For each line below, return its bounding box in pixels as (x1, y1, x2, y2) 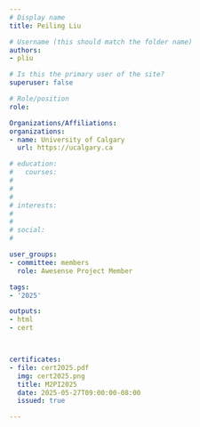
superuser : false (9, 78, 74, 87)
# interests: (9, 201, 58, 210)
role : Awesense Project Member (17, 266, 133, 276)
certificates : (9, 355, 62, 364)
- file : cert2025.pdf (9, 363, 90, 372)
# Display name (9, 12, 66, 22)
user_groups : (9, 250, 58, 259)
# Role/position (9, 94, 69, 103)
